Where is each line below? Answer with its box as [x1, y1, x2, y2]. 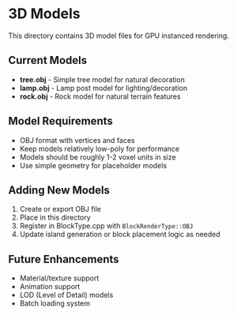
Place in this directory [19, 213, 91, 222]
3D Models [8, 5, 81, 23]
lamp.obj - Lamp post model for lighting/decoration [19, 83, 188, 92]
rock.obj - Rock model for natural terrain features [19, 92, 181, 101]
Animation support [19, 282, 81, 292]
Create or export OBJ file [19, 205, 101, 214]
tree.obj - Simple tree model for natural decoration [19, 74, 186, 84]
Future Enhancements [8, 252, 120, 265]
